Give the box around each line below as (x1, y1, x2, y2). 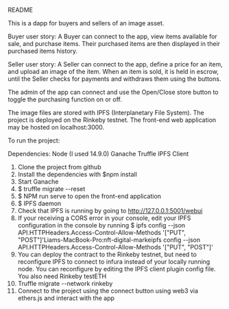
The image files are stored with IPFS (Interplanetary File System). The (8, 109, 204, 116)
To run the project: (8, 136, 60, 145)
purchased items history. (8, 47, 78, 55)
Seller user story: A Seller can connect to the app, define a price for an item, (8, 60, 223, 68)
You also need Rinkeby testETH (17, 272, 107, 280)
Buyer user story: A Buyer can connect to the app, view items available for (8, 32, 218, 40)
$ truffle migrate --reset (17, 185, 86, 193)
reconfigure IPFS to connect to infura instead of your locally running (17, 258, 210, 266)
